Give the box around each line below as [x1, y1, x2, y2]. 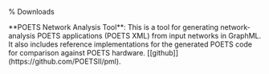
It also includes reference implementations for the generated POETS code [8, 39, 253, 49]
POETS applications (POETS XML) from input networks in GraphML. [37, 31, 262, 40]
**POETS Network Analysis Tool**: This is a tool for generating [8, 23, 219, 31]
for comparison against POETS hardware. [8, 48, 146, 57]
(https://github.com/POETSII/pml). [8, 56, 122, 66]
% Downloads [8, 7, 55, 16]
